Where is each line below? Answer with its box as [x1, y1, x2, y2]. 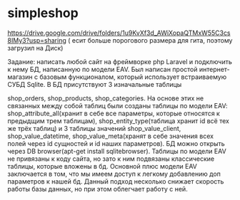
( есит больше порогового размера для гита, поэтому [67, 36, 233, 44]
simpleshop [7, 5, 79, 21]
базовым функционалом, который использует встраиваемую [39, 73, 227, 81]
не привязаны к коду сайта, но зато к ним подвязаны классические [7, 154, 215, 163]
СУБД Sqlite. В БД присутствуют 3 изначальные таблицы [7, 80, 182, 88]
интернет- [199, 65, 230, 73]
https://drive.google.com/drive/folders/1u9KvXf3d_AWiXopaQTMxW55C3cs [7, 28, 231, 37]
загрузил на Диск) [7, 43, 64, 52]
